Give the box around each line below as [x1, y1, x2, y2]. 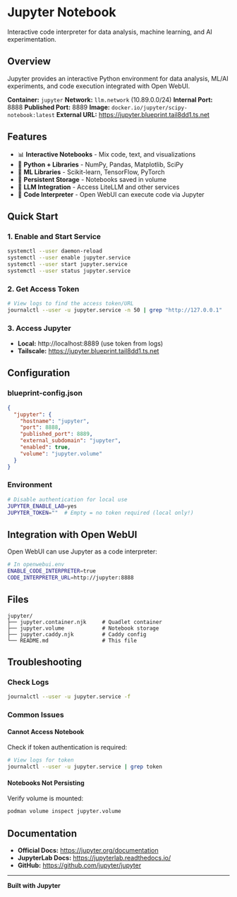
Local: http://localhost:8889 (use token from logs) [17, 339, 164, 348]
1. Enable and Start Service [7, 231, 101, 241]
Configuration [7, 367, 71, 379]
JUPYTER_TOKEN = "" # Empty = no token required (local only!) [7, 509, 194, 516]
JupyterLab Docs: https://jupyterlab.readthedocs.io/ [17, 854, 171, 862]
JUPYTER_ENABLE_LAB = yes [7, 502, 78, 510]
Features [7, 131, 47, 143]
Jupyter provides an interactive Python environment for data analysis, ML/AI [7, 74, 229, 83]
